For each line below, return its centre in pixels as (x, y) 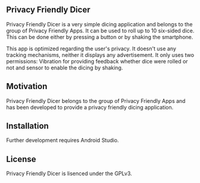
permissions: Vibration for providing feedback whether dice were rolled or (97, 61)
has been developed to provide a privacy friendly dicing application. (90, 107)
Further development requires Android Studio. (63, 141)
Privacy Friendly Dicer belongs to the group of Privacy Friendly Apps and (96, 100)
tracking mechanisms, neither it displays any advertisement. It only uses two (100, 55)
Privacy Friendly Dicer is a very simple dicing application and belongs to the (99, 24)
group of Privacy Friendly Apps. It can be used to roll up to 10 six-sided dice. (100, 30)
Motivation (27, 86)
